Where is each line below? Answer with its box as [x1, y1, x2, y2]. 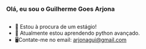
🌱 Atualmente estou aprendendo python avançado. [14, 29, 140, 37]
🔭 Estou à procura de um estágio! [14, 23, 97, 30]
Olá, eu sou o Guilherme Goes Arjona [6, 5, 115, 13]
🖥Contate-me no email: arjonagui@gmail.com [14, 36, 127, 44]
